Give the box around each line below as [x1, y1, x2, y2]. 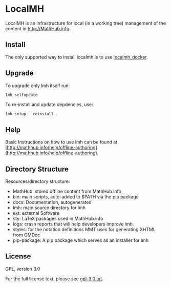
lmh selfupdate [5, 92, 38, 97]
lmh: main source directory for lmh [12, 204, 86, 211]
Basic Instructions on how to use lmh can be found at [5, 139, 118, 145]
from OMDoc [12, 232, 40, 238]
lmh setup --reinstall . [5, 111, 58, 117]
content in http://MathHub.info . [5, 25, 71, 31]
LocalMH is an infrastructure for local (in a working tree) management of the [5, 20, 166, 26]
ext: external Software [12, 210, 60, 216]
